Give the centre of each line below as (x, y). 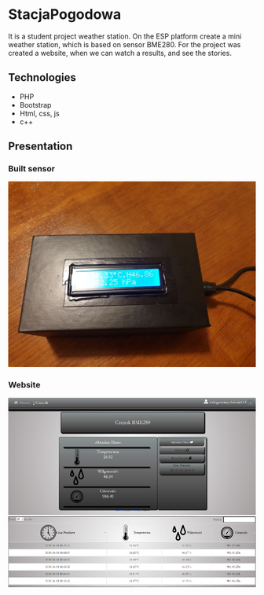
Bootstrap (35, 105)
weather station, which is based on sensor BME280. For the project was (125, 44)
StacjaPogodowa (65, 15)
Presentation (40, 147)
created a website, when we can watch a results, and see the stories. (120, 53)
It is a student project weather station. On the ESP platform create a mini (125, 36)
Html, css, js (40, 113)
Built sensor (31, 169)
